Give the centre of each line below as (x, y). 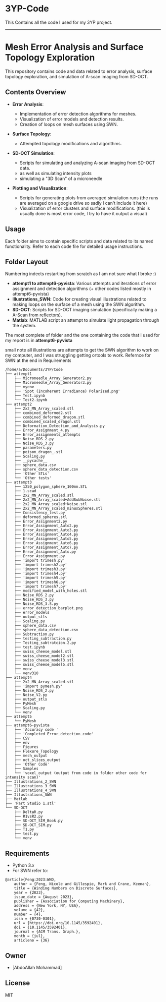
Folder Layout (27, 262)
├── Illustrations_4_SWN (31, 791)
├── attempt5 (19, 717)
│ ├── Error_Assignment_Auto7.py (42, 548)
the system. (24, 326)
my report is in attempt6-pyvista (39, 341)
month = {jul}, (30, 936)
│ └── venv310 (22, 673)
